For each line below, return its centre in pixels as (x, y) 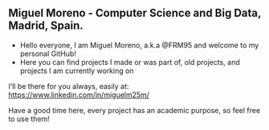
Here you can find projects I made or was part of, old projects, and (130, 62)
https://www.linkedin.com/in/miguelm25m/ (79, 95)
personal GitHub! (48, 53)
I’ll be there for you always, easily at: (69, 86)
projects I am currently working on (77, 71)
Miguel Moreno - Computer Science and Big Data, (135, 13)
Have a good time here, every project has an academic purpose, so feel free (134, 110)
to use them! (29, 119)
